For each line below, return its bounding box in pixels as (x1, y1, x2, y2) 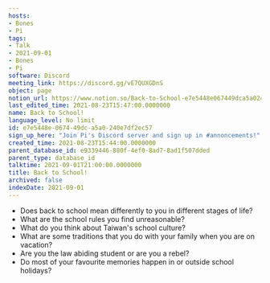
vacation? (19, 240, 53, 249)
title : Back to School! (8, 169, 88, 177)
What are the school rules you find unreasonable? (19, 214, 185, 224)
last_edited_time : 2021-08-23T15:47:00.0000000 (8, 101, 171, 109)
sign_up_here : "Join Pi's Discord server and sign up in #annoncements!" (8, 131, 261, 139)
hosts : (8, 11, 31, 20)
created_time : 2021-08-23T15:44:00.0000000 (8, 138, 157, 147)
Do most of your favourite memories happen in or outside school (19, 256, 235, 266)
